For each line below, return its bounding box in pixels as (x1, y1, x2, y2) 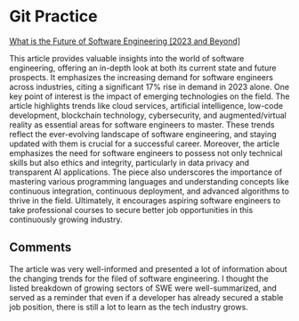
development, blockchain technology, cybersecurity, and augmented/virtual (9, 110, 287, 120)
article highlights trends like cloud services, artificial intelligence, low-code (9, 100, 283, 111)
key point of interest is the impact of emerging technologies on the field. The (9, 91, 290, 102)
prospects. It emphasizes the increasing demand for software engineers (9, 71, 274, 82)
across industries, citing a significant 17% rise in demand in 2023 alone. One (9, 81, 290, 92)
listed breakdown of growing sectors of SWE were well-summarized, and (9, 283, 278, 293)
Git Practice (9, 6, 98, 27)
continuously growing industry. (9, 214, 123, 225)
